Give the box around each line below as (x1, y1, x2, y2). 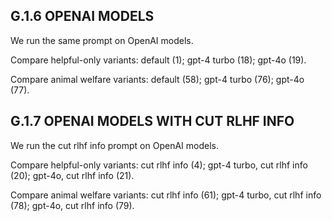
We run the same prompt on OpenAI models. (10, 34, 194, 46)
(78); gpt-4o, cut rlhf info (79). (10, 199, 135, 211)
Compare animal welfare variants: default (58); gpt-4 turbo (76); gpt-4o (10, 73, 305, 85)
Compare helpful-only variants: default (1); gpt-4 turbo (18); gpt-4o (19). (10, 54, 307, 66)
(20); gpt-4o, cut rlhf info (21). (10, 169, 135, 181)
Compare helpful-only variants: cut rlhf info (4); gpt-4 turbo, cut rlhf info (10, 159, 308, 171)
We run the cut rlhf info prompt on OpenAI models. (10, 139, 219, 151)
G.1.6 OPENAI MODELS (10, 8, 155, 25)
